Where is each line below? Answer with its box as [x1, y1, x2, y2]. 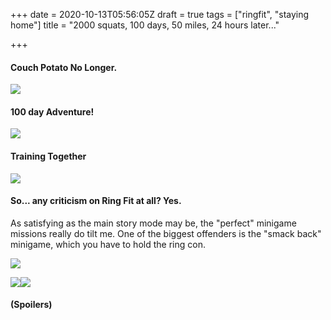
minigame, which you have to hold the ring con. [10, 238, 206, 250]
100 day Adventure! [10, 105, 95, 118]
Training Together [10, 150, 87, 162]
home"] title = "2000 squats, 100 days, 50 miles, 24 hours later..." [10, 19, 280, 31]
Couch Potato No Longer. [10, 61, 118, 73]
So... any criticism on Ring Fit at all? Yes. [10, 195, 182, 207]
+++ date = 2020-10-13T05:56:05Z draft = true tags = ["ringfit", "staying [10, 9, 310, 20]
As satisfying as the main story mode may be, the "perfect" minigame [10, 217, 297, 229]
